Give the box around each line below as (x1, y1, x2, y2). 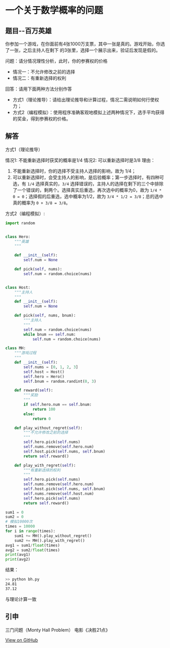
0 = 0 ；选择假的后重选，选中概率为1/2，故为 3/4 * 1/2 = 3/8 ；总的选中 (12, 193, 164, 199)
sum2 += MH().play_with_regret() (14, 538, 85, 543)
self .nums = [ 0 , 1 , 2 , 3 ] (23, 364, 79, 369)
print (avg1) (5, 552, 30, 557)
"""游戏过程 (14, 351, 37, 356)
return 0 (32, 416, 51, 421)
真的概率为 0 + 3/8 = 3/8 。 (12, 199, 71, 206)
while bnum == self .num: (23, 332, 76, 337)
